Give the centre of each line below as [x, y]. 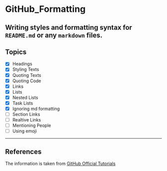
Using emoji [25, 131]
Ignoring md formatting [36, 109]
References [23, 151]
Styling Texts [26, 69]
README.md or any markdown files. [54, 35]
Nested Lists [25, 97]
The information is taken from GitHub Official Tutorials [60, 164]
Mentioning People [32, 125]
